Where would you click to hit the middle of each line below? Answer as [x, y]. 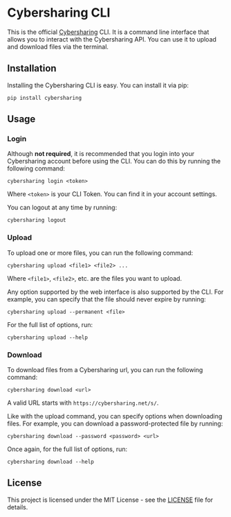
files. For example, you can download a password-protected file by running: [115, 423]
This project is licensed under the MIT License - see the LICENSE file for [110, 500]
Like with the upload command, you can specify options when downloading [115, 417]
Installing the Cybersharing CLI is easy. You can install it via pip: [98, 85]
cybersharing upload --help [48, 338]
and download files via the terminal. [58, 46]
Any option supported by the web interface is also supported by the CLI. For [115, 292]
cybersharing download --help [51, 462]
